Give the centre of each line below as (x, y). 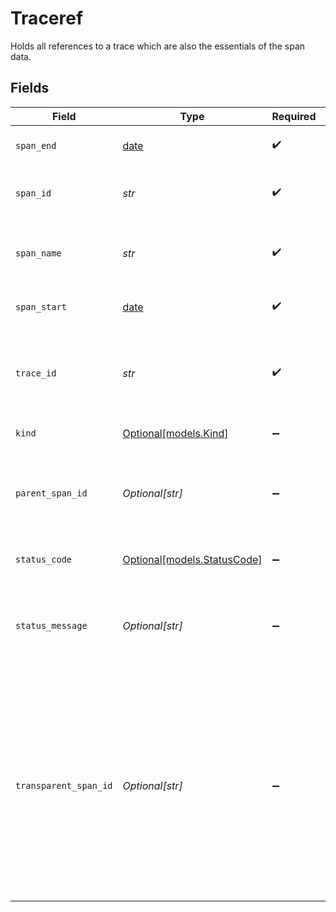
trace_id (36, 373)
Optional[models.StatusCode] (192, 559)
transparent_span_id (64, 785)
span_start (41, 306)
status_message (51, 625)
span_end (36, 145)
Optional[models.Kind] (175, 433)
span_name (38, 253)
